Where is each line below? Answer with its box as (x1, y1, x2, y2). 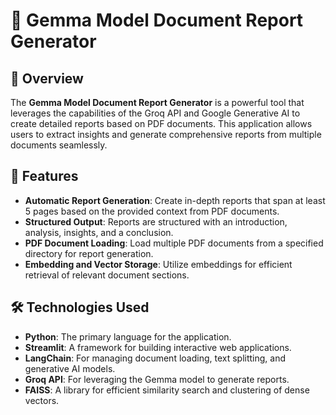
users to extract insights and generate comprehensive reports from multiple (10, 129, 322, 140)
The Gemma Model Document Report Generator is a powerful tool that (10, 97, 305, 108)
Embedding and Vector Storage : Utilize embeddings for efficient (24, 258, 293, 270)
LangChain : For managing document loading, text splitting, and (24, 352, 287, 364)
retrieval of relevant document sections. (24, 269, 190, 281)
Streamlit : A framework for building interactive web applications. (24, 341, 292, 353)
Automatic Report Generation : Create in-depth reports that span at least (24, 194, 326, 206)
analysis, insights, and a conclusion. (24, 226, 174, 238)
